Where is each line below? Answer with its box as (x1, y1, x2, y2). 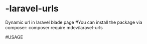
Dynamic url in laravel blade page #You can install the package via (5, 19, 142, 25)
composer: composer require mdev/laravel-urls (5, 24, 103, 30)
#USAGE (5, 34, 24, 40)
